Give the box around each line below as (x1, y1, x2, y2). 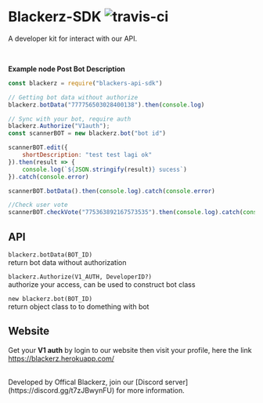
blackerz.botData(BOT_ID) (8, 251, 92, 259)
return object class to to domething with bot (8, 302, 150, 311)
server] (164, 377, 189, 387)
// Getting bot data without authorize (8, 93, 139, 101)
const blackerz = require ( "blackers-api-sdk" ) (8, 79, 163, 87)
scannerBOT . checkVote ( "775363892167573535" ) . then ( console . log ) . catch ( (8, 209, 243, 216)
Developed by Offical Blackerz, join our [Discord (8, 377, 164, 387)
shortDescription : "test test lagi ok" (22, 151, 153, 159)
